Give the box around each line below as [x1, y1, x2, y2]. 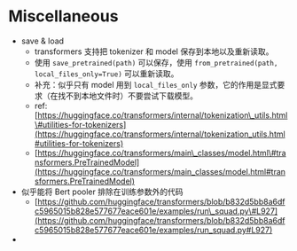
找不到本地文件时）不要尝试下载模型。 [58, 90, 199, 101]
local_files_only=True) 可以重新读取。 [34, 68, 179, 79]
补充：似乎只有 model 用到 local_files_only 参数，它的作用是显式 [34, 79, 277, 90]
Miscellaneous [8, 6, 119, 27]
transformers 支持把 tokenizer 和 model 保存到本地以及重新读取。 [34, 46, 274, 57]
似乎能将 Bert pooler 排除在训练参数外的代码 [20, 186, 184, 197]
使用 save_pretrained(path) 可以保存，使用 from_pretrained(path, [34, 57, 278, 67]
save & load [20, 35, 64, 46]
